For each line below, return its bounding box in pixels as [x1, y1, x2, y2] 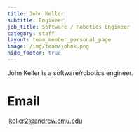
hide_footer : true [7, 50, 61, 57]
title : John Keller [7, 10, 65, 18]
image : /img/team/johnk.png [7, 43, 90, 50]
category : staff [7, 29, 55, 37]
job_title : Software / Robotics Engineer [7, 23, 131, 30]
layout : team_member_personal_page [7, 37, 112, 44]
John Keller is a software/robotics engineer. [7, 68, 133, 77]
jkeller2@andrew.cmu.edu [7, 117, 83, 125]
